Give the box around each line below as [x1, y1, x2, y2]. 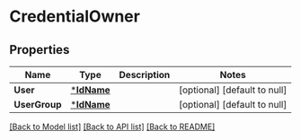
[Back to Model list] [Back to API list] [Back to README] [9, 121, 216, 132]
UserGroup [13, 99, 62, 110]
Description [119, 69, 171, 81]
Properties [9, 42, 70, 57]
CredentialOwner [9, 6, 141, 27]
